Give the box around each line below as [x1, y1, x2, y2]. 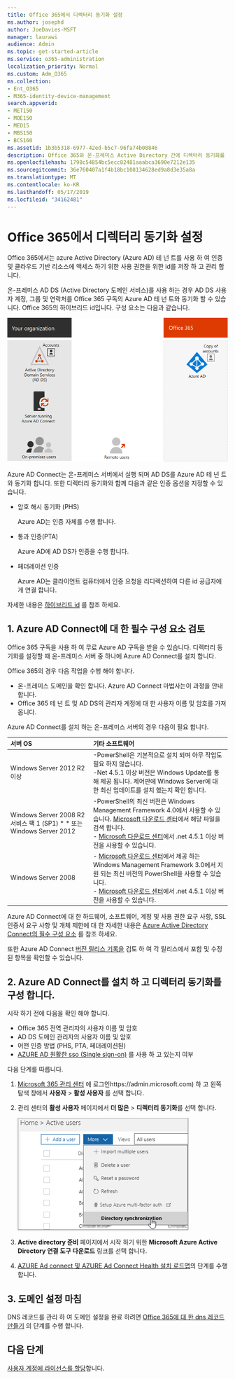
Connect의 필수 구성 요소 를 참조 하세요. [7, 930, 117, 938]
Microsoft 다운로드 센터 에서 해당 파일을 [113, 815, 221, 823]
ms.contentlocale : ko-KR [7, 181, 80, 188]
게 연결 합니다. [17, 585, 57, 594]
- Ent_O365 [7, 85, 39, 92]
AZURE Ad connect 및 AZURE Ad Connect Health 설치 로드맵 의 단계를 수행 [17, 1261, 228, 1270]
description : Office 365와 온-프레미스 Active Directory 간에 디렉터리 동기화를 [7, 151, 225, 159]
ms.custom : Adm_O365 [7, 70, 68, 77]
